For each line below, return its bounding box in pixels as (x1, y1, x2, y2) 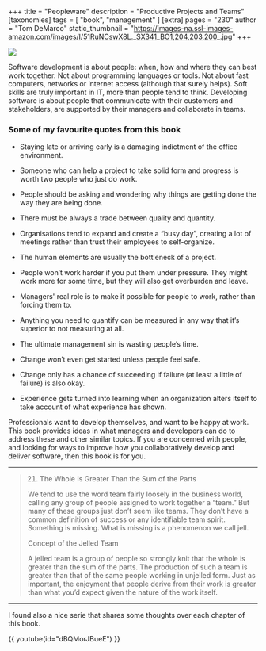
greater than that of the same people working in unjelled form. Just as (27, 571, 256, 580)
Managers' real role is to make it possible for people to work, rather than (19, 292, 256, 301)
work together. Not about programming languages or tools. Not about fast (8, 71, 249, 80)
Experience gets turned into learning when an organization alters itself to (19, 394, 257, 404)
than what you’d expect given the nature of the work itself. (27, 588, 218, 597)
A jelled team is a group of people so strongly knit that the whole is (27, 554, 245, 564)
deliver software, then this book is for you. (8, 451, 146, 461)
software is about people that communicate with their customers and (8, 96, 234, 105)
